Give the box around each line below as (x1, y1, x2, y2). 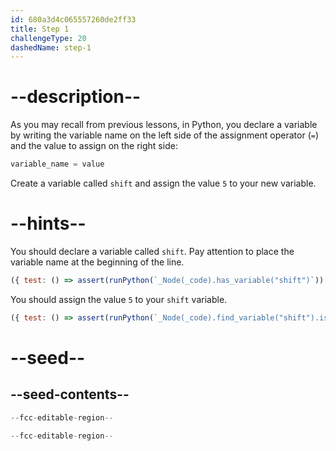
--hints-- (10, 212, 87, 235)
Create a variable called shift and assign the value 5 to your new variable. (10, 177, 317, 190)
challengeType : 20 (10, 33, 87, 43)
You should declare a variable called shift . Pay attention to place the (10, 246, 295, 257)
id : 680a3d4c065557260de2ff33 (10, 14, 137, 25)
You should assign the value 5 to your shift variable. (10, 293, 228, 305)
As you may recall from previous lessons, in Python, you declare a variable (10, 119, 318, 131)
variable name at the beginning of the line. (10, 256, 185, 268)
